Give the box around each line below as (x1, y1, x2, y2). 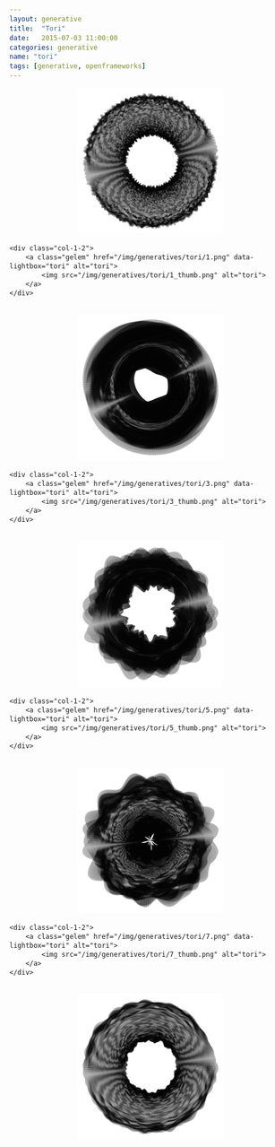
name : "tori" (9, 52, 58, 62)
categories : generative (9, 43, 99, 52)
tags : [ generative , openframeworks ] (9, 62, 146, 71)
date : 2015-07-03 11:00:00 (9, 33, 118, 42)
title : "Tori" (9, 23, 66, 33)
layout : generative (9, 14, 82, 23)
